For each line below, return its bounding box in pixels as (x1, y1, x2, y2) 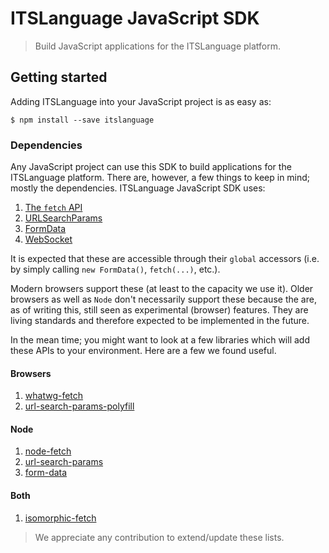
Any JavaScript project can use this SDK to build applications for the (10, 161, 292, 173)
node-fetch (24, 445, 72, 457)
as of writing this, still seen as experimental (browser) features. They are (10, 304, 309, 316)
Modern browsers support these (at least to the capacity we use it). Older (10, 283, 314, 295)
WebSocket (24, 233, 73, 246)
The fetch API (24, 202, 83, 214)
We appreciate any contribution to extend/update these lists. (34, 531, 285, 543)
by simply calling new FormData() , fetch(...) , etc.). (10, 263, 221, 276)
